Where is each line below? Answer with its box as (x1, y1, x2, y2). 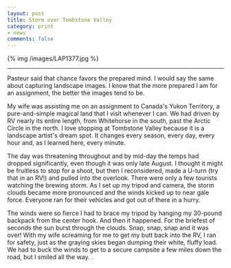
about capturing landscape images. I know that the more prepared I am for (7, 82, 218, 90)
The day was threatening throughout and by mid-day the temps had (7, 152, 199, 160)
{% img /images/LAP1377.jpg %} (7, 54, 100, 63)
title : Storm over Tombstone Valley (7, 16, 112, 23)
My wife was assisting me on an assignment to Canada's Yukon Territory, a (7, 102, 220, 111)
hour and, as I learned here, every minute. (7, 139, 126, 147)
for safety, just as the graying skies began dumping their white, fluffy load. (7, 238, 218, 247)
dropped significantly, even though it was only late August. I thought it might (7, 159, 223, 168)
